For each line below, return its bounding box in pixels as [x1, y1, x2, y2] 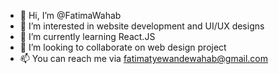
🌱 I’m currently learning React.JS [19, 31, 156, 42]
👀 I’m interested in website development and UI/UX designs [19, 20, 265, 32]
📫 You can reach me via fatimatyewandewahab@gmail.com [19, 53, 268, 64]
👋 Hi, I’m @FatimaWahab [19, 10, 122, 21]
